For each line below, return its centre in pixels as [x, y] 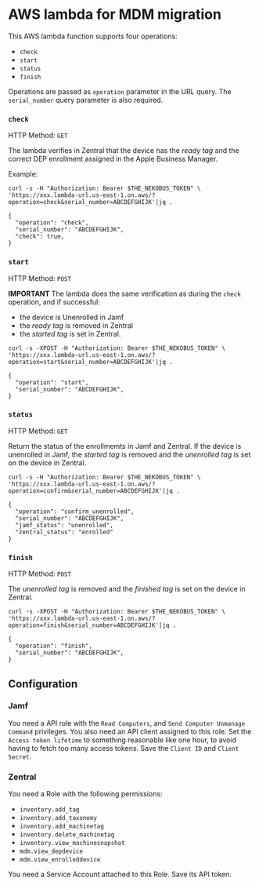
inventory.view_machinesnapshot [72, 843]
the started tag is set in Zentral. [70, 333]
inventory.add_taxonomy [58, 818]
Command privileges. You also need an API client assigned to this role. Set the [130, 731]
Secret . [20, 756]
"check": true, [40, 237]
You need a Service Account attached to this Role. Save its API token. [120, 874]
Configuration [43, 684]
